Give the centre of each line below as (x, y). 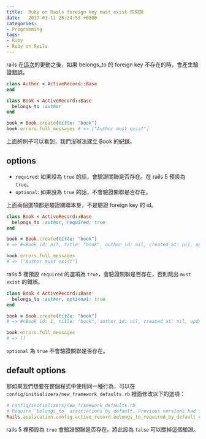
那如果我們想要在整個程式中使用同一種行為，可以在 (71, 386)
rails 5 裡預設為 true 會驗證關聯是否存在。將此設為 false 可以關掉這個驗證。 (103, 429)
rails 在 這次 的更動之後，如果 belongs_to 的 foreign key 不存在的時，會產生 (100, 64)
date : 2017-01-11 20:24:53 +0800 (52, 18)
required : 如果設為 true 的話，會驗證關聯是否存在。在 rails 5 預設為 (100, 176)
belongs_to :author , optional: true (59, 299)
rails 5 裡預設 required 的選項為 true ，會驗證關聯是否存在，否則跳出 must (99, 274)
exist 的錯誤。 (25, 282)
